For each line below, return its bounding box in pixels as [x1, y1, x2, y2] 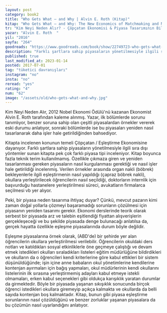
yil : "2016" [5, 35, 30, 40]
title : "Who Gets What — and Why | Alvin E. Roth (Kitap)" [5, 16, 130, 21]
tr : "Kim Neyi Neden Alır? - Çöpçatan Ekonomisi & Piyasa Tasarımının [5, 26, 155, 31]
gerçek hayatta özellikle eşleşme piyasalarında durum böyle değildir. [5, 224, 145, 230]
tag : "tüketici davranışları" [5, 68, 68, 73]
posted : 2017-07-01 [5, 63, 46, 68]
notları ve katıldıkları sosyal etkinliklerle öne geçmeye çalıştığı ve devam [5, 244, 153, 250]
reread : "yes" [5, 81, 35, 86]
